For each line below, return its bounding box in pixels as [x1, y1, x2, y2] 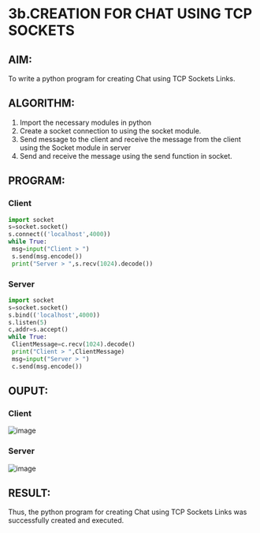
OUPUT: [8, 385, 49, 398]
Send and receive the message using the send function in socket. [19, 151, 232, 160]
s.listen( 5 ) [8, 318, 47, 326]
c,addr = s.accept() [8, 325, 69, 334]
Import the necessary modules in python [19, 118, 152, 127]
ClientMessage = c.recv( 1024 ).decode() [11, 340, 136, 348]
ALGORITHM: [8, 96, 75, 111]
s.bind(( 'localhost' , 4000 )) [8, 311, 101, 319]
